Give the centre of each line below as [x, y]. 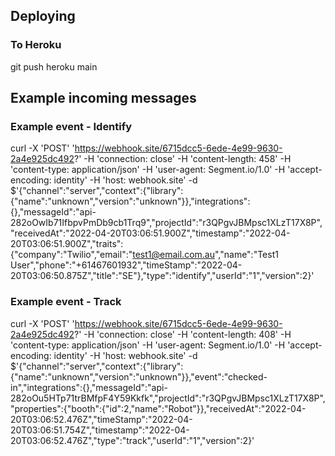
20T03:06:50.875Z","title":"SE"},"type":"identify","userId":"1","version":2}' [162, 276]
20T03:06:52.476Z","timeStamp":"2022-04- [101, 419]
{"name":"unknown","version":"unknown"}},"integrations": [130, 201]
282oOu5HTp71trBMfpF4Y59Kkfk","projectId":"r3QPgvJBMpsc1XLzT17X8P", [168, 398]
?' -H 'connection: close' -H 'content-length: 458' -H [182, 159]
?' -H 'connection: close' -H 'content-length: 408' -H [182, 334]
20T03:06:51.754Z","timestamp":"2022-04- [100, 430]
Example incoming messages [103, 98]
